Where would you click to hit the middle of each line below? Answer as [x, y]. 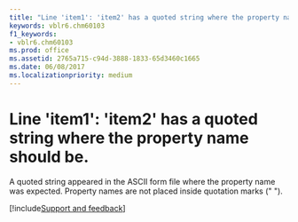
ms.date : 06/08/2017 [47, 67]
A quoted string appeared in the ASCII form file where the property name [142, 181]
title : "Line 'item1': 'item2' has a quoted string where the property [144, 17]
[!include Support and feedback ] [67, 208]
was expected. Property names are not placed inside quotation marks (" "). [146, 191]
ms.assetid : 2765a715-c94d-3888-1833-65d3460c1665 [105, 59]
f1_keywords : [33, 34]
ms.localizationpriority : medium [71, 75]
